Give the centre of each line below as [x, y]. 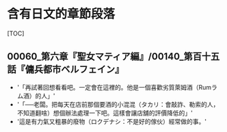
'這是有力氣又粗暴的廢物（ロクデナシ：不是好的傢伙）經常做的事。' [112, 121]
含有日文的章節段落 [61, 14]
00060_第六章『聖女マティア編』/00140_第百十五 [113, 56]
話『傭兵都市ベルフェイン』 [66, 69]
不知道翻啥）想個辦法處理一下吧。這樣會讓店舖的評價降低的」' [105, 113]
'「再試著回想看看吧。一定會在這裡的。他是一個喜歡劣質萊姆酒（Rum [114, 87]
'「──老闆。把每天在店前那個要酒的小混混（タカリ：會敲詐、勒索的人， [118, 104]
